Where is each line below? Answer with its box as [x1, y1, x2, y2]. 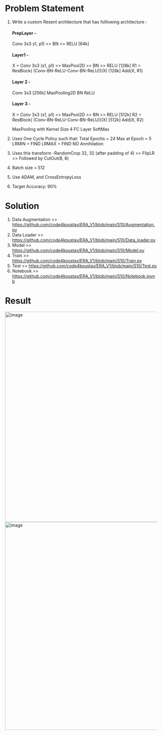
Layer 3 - [12, 101, 31, 107]
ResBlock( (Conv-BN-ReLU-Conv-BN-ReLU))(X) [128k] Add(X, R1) [12, 68, 143, 74]
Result [5, 295, 31, 306]
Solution [5, 200, 40, 211]
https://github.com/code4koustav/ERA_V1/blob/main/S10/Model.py [12, 247, 145, 253]
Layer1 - [12, 52, 29, 58]
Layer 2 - [12, 79, 30, 85]
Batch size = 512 [12, 164, 45, 170]
